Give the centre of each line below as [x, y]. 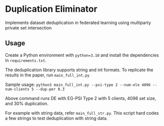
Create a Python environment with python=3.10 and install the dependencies [82, 55]
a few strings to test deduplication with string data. [56, 118]
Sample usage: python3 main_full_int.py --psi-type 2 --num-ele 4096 [78, 84]
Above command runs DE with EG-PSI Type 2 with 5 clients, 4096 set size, [81, 98]
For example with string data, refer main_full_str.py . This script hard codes [82, 113]
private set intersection [28, 27]
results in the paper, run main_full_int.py [47, 75]
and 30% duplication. [27, 103]
